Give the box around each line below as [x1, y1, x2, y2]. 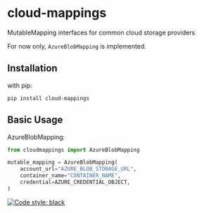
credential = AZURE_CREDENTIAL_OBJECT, [20, 178, 131, 186]
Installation [7, 62, 58, 75]
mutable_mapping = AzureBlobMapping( [7, 159, 118, 166]
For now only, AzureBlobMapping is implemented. [7, 42, 146, 50]
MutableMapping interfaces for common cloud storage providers [7, 28, 196, 37]
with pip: [7, 81, 33, 90]
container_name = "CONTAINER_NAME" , [20, 172, 121, 179]
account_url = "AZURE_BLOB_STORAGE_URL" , [20, 166, 137, 173]
